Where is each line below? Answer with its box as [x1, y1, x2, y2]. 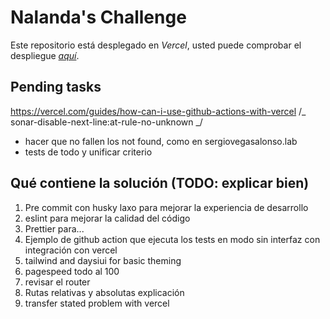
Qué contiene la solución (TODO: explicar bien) [10, 175, 310, 192]
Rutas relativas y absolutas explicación [24, 286, 185, 298]
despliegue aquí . [10, 49, 80, 61]
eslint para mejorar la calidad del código [24, 212, 191, 224]
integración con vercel [24, 244, 118, 256]
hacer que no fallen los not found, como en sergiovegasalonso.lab [24, 135, 298, 147]
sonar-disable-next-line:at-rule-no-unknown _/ [10, 116, 203, 128]
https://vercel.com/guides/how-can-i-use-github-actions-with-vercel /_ [10, 105, 307, 117]
